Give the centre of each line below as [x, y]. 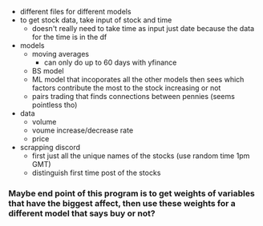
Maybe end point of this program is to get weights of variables [131, 193]
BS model [48, 71]
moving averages [61, 54]
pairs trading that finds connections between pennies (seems [133, 96]
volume [44, 122]
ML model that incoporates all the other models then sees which [138, 79]
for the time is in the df [69, 37]
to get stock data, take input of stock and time [96, 20]
